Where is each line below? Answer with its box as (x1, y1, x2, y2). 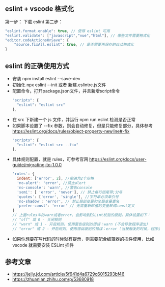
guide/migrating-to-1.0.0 (12, 162, 62, 168)
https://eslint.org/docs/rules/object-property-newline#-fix (12, 128, 130, 134)
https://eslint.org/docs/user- (89, 157, 147, 162)
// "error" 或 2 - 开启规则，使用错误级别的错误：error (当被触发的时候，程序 (12, 226, 158, 231)
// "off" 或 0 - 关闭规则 (12, 217, 62, 222)
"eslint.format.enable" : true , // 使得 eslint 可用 (5, 29, 110, 33)
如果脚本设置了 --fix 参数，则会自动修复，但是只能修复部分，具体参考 (12, 123, 153, 128)
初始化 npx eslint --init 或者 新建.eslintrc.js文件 (12, 82, 107, 88)
